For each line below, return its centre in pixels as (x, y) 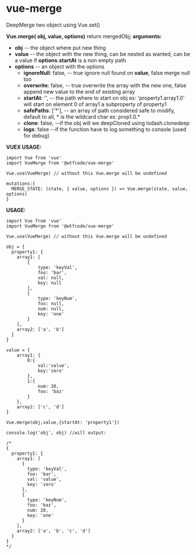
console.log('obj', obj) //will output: (57, 433)
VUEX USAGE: (24, 147)
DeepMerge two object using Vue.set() (53, 25)
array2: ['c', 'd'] (41, 407)
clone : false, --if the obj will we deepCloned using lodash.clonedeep (107, 123)
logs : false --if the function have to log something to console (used (105, 129)
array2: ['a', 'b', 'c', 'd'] (54, 531)
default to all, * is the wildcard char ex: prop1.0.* (82, 116)
